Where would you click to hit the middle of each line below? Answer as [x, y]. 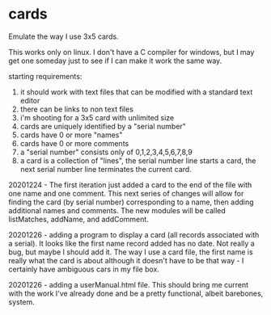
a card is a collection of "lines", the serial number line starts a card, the [138, 160]
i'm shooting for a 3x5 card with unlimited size [97, 117]
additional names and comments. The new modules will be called [117, 210]
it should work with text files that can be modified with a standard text [136, 92]
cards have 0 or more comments [74, 143]
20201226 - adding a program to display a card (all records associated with [134, 234]
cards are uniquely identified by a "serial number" [103, 126]
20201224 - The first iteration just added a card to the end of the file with [130, 185]
